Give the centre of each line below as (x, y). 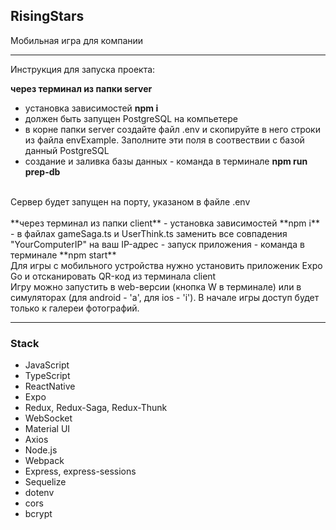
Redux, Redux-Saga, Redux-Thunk (96, 408)
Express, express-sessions (80, 471)
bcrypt (38, 514)
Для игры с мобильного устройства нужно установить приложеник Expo (166, 265)
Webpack (44, 461)
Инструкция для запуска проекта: (83, 69)
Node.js (41, 450)
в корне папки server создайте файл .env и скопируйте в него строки (172, 129)
